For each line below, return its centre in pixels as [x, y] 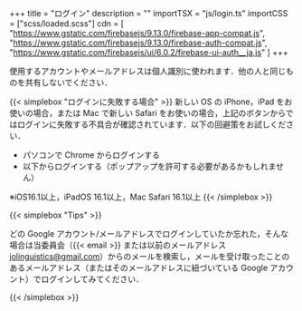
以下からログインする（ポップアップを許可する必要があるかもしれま [149, 166]
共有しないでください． [69, 83]
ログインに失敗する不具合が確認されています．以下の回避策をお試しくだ [151, 124]
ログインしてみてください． [92, 279]
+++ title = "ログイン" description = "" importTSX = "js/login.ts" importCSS [149, 13]
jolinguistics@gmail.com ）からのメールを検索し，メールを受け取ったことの [150, 256]
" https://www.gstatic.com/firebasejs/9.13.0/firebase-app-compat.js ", [137, 33]
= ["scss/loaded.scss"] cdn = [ [66, 24]
